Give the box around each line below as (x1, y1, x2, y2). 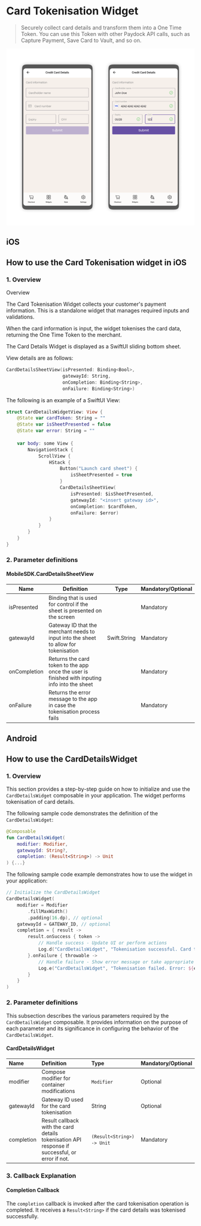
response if (41, 1142, 70, 1149)
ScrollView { (38, 453, 71, 459)
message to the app (48, 696, 98, 703)
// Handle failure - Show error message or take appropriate (38, 959, 194, 965)
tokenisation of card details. (6, 798, 75, 805)
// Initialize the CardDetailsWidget (6, 890, 100, 896)
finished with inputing (48, 675, 102, 682)
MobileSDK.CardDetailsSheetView (6, 570, 94, 578)
